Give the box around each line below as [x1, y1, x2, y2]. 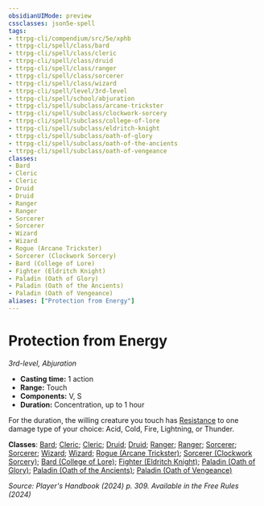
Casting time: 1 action [19, 374, 94, 383]
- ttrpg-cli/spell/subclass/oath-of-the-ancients [8, 139, 179, 148]
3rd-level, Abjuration [8, 358, 77, 368]
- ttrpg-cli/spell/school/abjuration [8, 94, 135, 102]
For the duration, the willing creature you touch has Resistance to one [8, 415, 239, 424]
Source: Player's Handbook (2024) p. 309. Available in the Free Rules [8, 481, 239, 491]
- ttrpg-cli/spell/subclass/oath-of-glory [8, 132, 153, 140]
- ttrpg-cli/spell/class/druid [8, 57, 113, 65]
